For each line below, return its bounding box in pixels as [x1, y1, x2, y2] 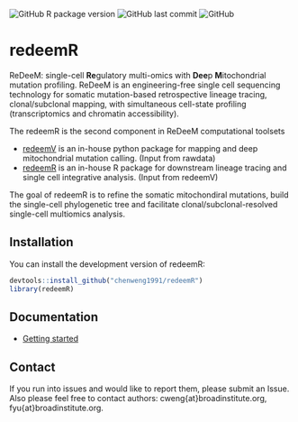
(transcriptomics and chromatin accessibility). [9, 108, 180, 119]
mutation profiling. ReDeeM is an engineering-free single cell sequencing [9, 79, 281, 90]
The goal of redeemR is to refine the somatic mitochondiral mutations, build [9, 189, 290, 200]
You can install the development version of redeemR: [9, 258, 205, 270]
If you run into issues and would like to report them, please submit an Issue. [9, 383, 290, 394]
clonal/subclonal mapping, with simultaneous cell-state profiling [9, 98, 247, 109]
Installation [9, 234, 74, 250]
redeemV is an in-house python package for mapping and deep [22, 142, 258, 153]
